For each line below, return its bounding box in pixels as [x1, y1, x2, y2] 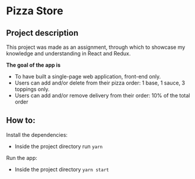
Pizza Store [6, 4, 63, 18]
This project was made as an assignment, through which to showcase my [6, 43, 186, 51]
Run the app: [6, 154, 37, 161]
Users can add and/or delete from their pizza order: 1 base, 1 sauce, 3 [14, 79, 186, 86]
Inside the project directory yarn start [14, 165, 110, 173]
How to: [6, 115, 36, 125]
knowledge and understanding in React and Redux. [6, 50, 131, 57]
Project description [6, 28, 79, 38]
